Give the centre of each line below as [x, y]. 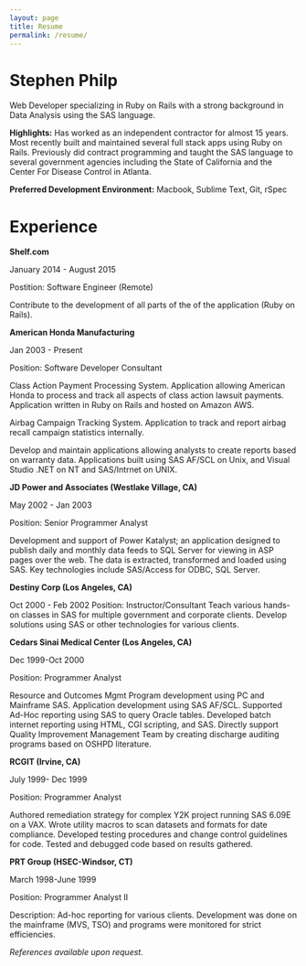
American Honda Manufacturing [72, 333]
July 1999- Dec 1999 [48, 779]
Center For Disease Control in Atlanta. [81, 172]
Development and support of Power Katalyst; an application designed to [145, 541]
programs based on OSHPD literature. [81, 744]
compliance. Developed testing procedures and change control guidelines [148, 834]
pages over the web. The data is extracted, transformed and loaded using [148, 560]
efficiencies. [33, 935]
